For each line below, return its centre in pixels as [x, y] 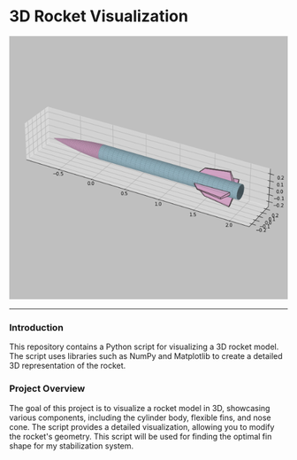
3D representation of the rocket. [68, 366]
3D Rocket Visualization [99, 16]
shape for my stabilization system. [72, 446]
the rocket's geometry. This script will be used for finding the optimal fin [141, 436]
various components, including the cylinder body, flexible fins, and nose [140, 417]
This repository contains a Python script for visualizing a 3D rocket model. [144, 347]
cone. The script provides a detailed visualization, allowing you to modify [142, 426]
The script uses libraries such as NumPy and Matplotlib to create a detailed [146, 356]
